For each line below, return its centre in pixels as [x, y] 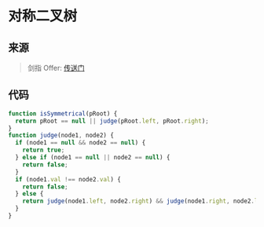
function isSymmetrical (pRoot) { [63, 113]
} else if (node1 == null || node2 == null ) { [93, 158]
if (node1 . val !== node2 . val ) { [68, 179]
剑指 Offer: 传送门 [56, 68]
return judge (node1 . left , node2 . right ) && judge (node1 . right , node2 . [139, 201]
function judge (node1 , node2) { [61, 135]
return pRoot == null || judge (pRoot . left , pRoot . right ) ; [112, 121]
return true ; [44, 150]
